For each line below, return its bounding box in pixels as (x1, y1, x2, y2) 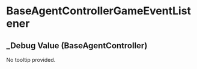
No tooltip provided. (6, 57, 56, 63)
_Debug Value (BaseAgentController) (6, 40, 148, 51)
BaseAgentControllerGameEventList (6, 4, 191, 18)
